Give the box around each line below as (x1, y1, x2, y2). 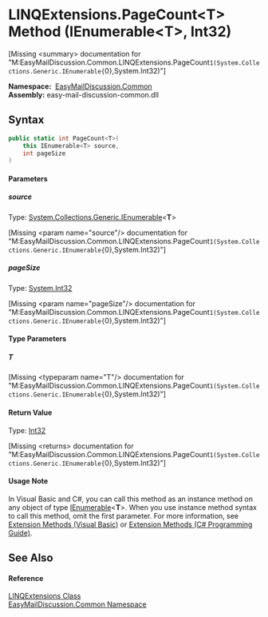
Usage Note (8, 476, 49, 486)
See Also (8, 551, 53, 565)
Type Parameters (8, 334, 67, 344)
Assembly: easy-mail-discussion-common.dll (8, 90, 160, 99)
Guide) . (8, 527, 33, 537)
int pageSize (22, 149, 66, 157)
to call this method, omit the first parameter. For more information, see (8, 511, 239, 520)
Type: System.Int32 (8, 283, 73, 293)
